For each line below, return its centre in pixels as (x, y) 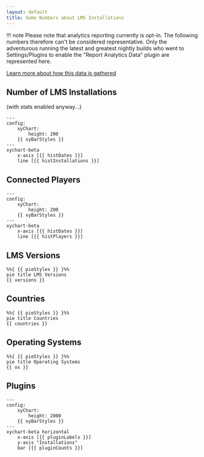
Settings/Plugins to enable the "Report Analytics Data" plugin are (88, 54)
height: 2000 (45, 416)
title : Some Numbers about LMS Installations (65, 18)
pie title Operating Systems (43, 362)
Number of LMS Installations (62, 92)
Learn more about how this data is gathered (61, 73)
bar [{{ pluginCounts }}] (50, 448)
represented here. (29, 61)
